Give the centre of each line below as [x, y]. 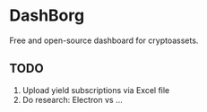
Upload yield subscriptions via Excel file [96, 90]
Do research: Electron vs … [72, 99]
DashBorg [47, 16]
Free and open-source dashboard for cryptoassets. [104, 40]
